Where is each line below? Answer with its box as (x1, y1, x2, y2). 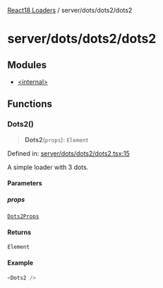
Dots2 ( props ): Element (24, 135, 90, 144)
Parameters (7, 179, 42, 188)
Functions (7, 98, 53, 110)
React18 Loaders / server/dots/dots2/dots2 (7, 6, 133, 14)
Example (7, 258, 34, 267)
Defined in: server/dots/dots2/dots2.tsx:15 (7, 149, 131, 158)
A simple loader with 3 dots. (7, 163, 89, 171)
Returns (7, 228, 32, 236)
